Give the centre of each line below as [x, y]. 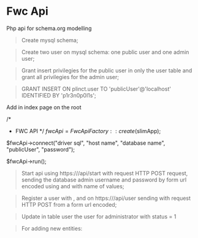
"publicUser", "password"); [41, 149]
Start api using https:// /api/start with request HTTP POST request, [105, 173]
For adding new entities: [52, 228]
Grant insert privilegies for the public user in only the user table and [107, 70]
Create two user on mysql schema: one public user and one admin [105, 52]
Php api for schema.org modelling [49, 28]
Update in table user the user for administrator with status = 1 [99, 217]
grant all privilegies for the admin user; [70, 77]
